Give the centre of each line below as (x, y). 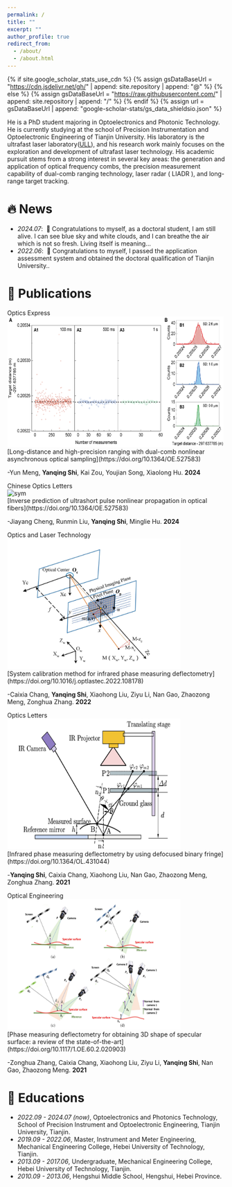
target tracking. (47, 181)
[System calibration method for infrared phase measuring (89, 674)
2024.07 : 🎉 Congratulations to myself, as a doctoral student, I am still (116, 228)
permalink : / (26, 15)
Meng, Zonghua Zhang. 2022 (49, 701)
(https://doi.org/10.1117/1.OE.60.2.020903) (66, 1049)
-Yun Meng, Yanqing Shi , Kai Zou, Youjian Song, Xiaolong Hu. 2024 (104, 472)
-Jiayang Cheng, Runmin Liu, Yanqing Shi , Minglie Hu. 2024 (93, 521)
